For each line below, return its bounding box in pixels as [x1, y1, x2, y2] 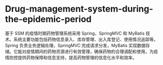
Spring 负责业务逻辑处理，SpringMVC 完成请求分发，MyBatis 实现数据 [5, 42, 146, 48]
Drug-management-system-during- [5, 3, 154, 15]
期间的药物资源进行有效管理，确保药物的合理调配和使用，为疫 [34, 49, 158, 54]
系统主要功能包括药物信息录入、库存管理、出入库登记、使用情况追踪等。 [13, 36, 158, 42]
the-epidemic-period [5, 14, 92, 25]
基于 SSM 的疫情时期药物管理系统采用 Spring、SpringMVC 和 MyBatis [5, 30, 145, 36]
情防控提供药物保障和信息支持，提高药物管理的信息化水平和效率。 [5, 54, 137, 60]
